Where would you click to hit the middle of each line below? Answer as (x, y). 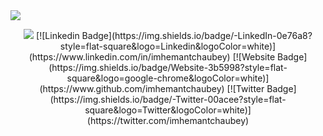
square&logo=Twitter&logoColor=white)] (168, 110)
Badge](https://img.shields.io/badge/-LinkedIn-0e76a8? (197, 35)
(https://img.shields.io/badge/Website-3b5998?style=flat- (168, 67)
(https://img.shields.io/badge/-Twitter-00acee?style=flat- (168, 99)
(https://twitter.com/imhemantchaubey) (168, 120)
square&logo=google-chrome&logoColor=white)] (168, 78)
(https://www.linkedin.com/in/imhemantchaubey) (129, 57)
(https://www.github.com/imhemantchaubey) (132, 88)
